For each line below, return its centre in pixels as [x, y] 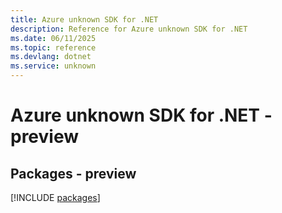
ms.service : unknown [53, 66]
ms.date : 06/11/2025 [53, 38]
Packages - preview [73, 173]
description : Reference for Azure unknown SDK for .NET [129, 29]
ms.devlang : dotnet [51, 57]
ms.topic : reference [53, 47]
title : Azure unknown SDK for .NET [84, 19]
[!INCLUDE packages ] [55, 197]
